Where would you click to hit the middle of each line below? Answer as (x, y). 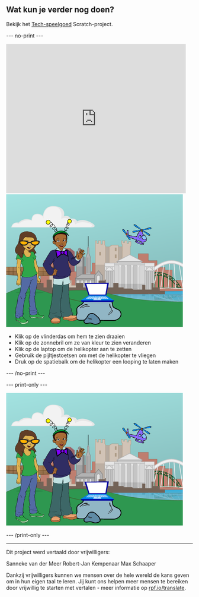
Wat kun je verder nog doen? (60, 10)
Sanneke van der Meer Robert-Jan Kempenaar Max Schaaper (81, 563)
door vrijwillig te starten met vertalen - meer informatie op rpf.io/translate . (96, 587)
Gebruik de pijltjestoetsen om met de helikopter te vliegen (85, 355)
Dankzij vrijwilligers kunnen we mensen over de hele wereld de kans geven (98, 575)
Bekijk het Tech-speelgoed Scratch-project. (60, 24)
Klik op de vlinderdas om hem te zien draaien (70, 336)
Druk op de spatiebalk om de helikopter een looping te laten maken (97, 361)
